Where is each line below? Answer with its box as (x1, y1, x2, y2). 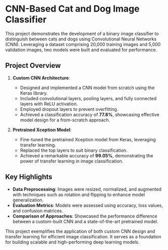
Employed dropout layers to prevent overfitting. (20, 106, 119, 112)
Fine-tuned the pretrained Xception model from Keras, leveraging (20, 136, 156, 142)
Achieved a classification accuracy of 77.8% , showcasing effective (20, 111, 160, 117)
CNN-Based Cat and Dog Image (5, 3, 140, 15)
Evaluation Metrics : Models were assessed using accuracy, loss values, (12, 202, 163, 208)
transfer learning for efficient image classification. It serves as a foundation (5, 233, 161, 239)
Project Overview (5, 61, 61, 70)
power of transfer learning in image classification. (20, 158, 124, 164)
